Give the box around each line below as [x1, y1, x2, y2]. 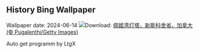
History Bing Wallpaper [6, 5, 96, 15]
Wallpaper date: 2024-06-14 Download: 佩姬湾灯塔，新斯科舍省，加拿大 [6, 21, 193, 29]
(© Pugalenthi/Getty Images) [6, 28, 79, 36]
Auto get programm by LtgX [6, 40, 76, 47]
